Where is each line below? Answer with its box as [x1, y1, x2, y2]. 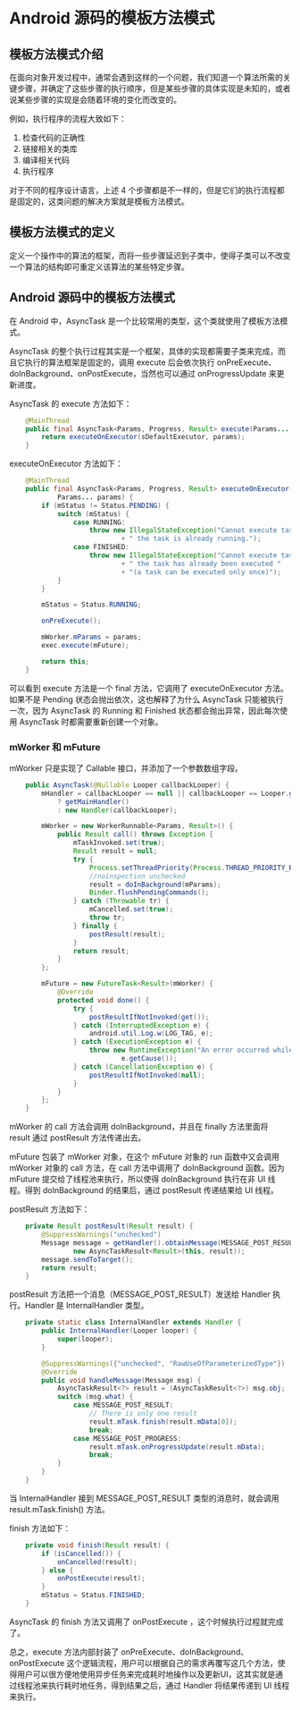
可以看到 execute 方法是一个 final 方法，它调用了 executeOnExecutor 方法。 [9, 682, 288, 693]
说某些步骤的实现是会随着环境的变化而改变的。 [9, 95, 181, 105]
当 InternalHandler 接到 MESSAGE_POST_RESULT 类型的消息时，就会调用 [9, 1493, 279, 1503]
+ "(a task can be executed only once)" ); [121, 567, 281, 577]
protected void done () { [56, 995, 150, 1004]
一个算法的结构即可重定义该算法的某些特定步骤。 [9, 261, 189, 272]
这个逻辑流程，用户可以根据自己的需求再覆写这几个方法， [66, 1657, 279, 1668]
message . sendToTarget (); [41, 1255, 134, 1264]
